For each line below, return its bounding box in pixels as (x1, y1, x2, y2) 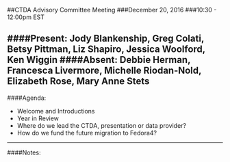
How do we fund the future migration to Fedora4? (16, 129, 157, 137)
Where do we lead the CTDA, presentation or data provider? (16, 121, 187, 129)
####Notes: (7, 148, 41, 157)
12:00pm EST (7, 13, 45, 21)
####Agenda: (7, 94, 47, 102)
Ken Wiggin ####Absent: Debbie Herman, (7, 54, 191, 66)
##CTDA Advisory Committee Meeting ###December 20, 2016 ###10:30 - (7, 6, 217, 14)
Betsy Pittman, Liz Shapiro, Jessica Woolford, (7, 44, 205, 55)
